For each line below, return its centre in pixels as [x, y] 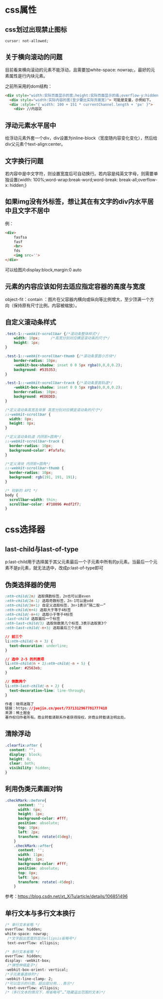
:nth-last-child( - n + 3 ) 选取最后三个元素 [43, 628]
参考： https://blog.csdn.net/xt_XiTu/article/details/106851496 [66, 896]
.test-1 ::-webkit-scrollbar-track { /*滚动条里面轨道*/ [59, 383]
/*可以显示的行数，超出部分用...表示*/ [40, 983]
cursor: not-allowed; [27, 41]
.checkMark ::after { [33, 846]
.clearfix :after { [24, 745]
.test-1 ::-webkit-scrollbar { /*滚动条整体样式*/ [53, 334]
